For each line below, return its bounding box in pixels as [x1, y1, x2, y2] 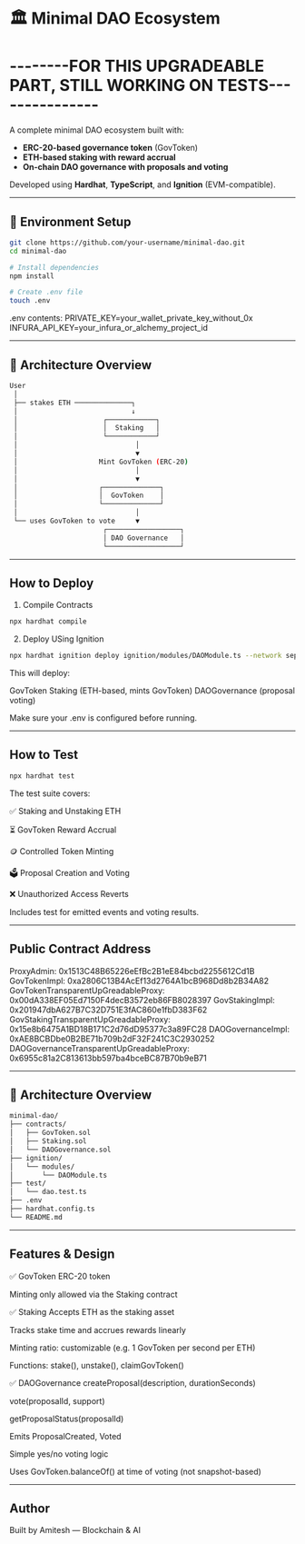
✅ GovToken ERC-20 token [9, 1270, 111, 1281]
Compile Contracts [22, 600, 93, 611]
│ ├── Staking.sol [9, 1137, 88, 1146]
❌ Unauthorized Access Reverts [9, 888, 129, 899]
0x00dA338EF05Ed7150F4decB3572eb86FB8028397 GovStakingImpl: [9, 994, 275, 1005]
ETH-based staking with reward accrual [22, 152, 176, 163]
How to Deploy [9, 575, 94, 591]
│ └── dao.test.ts [9, 1188, 88, 1197]
